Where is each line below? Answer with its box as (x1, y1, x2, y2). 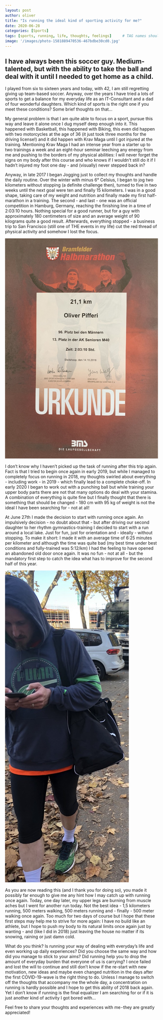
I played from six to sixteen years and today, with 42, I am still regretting (5, 85, 149, 91)
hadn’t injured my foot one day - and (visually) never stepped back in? (5, 162, 146, 168)
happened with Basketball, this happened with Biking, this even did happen (5, 126, 155, 132)
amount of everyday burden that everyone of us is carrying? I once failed (5, 959, 151, 964)
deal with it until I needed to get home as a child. (5, 73, 154, 81)
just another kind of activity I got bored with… (5, 995, 96, 1001)
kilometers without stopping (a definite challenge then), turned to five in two (5, 182, 157, 188)
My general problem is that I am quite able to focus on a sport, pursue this (5, 115, 153, 121)
